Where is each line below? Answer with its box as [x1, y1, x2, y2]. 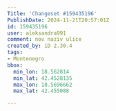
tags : [7, 49, 23, 56]
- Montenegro [7, 55, 45, 62]
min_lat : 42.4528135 [13, 74, 72, 82]
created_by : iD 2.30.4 [7, 42, 72, 49]
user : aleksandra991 [7, 29, 67, 37]
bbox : [7, 62, 23, 69]
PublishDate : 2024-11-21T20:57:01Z [7, 17, 110, 24]
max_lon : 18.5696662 [13, 81, 72, 88]
